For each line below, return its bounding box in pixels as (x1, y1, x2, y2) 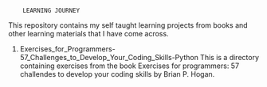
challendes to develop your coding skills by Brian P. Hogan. (19, 70, 215, 78)
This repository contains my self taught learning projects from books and (8, 21, 249, 30)
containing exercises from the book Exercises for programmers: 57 (19, 61, 240, 70)
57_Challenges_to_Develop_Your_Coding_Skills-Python (19, 53, 199, 62)
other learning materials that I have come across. (8, 29, 169, 38)
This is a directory (200, 53, 260, 62)
